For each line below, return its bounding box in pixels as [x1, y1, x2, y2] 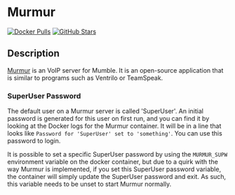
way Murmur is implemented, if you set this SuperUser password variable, [7, 165, 222, 173]
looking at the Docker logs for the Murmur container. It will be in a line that [7, 122, 222, 130]
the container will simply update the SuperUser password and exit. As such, [7, 173, 227, 181]
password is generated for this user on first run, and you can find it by [7, 115, 210, 123]
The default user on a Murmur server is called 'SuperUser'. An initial [7, 107, 204, 115]
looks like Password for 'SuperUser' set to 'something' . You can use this [7, 129, 222, 138]
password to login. [7, 137, 61, 145]
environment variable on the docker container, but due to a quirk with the [7, 158, 219, 166]
